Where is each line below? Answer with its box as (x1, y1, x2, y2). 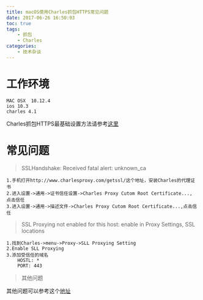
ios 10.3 (6, 103, 29, 109)
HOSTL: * (17, 257, 40, 263)
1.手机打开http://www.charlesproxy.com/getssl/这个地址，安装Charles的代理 (6, 177, 191, 184)
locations (21, 227, 45, 234)
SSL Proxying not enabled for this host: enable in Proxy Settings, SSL (21, 220, 196, 228)
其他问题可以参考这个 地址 (6, 287, 71, 294)
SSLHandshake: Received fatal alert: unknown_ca (21, 164, 147, 171)
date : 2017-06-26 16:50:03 (6, 15, 75, 21)
